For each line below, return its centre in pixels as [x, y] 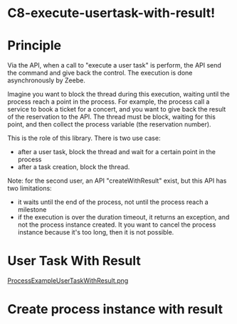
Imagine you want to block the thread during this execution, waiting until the [118, 94]
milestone [32, 210]
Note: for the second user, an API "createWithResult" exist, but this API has [117, 181]
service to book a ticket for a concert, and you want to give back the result [117, 109]
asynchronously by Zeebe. [46, 80]
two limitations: [30, 188]
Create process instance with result [115, 309]
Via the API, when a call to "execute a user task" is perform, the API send [115, 65]
